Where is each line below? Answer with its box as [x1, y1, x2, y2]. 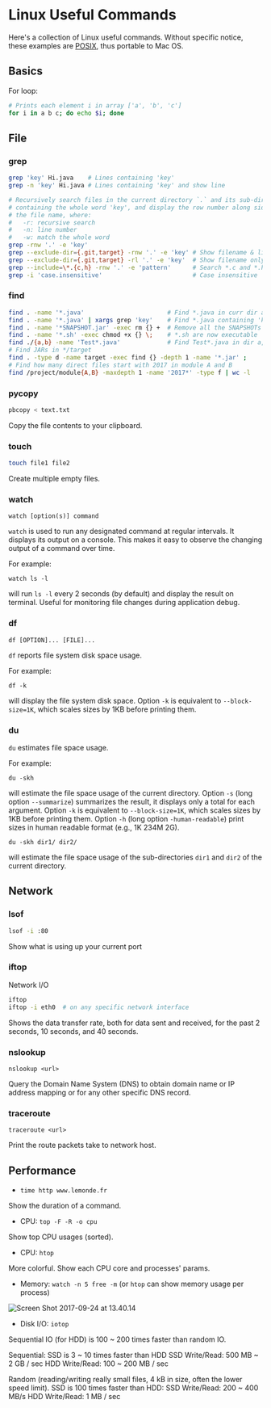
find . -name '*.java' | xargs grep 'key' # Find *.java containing [8, 316, 254, 324]
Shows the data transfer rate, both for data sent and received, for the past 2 [8, 1018, 261, 1028]
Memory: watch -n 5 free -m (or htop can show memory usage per [19, 1279, 244, 1288]
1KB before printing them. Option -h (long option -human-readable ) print [8, 813, 244, 823]
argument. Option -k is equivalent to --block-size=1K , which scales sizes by [8, 805, 261, 815]
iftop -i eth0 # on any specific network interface [8, 1003, 190, 1011]
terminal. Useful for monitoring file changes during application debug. [8, 598, 240, 607]
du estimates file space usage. [8, 742, 109, 752]
